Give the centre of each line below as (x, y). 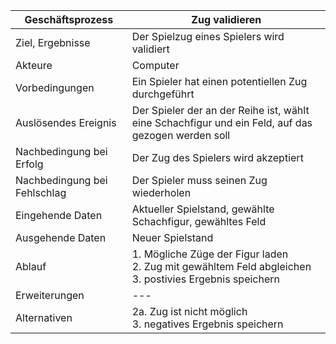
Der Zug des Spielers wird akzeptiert (217, 157)
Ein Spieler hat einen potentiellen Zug (219, 81)
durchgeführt (163, 94)
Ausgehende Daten (61, 237)
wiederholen (161, 192)
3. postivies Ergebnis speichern (206, 279)
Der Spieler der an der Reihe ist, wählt (220, 110)
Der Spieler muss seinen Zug (199, 180)
